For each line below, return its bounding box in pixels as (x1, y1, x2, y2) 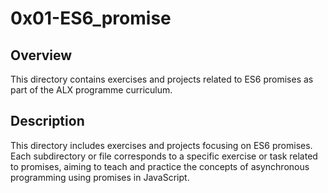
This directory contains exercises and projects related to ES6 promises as (10, 73, 314, 85)
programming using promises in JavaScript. (10, 171, 190, 183)
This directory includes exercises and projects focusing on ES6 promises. (10, 139, 313, 151)
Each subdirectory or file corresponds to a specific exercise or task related (10, 150, 318, 162)
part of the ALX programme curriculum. (10, 84, 173, 96)
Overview (10, 47, 73, 64)
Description (10, 113, 85, 130)
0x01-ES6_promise (10, 7, 172, 30)
